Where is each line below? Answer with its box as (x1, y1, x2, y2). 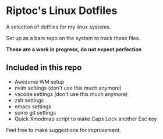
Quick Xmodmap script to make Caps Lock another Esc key (14, 115, 157, 122)
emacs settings (14, 103, 51, 110)
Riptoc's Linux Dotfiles (6, 4, 118, 17)
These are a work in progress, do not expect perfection (6, 45, 142, 53)
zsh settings (14, 97, 44, 104)
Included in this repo (6, 63, 82, 73)
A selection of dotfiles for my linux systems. (6, 23, 111, 30)
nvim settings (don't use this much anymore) (14, 84, 122, 91)
